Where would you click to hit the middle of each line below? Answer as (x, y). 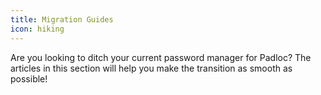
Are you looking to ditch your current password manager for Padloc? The (161, 57)
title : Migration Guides (62, 19)
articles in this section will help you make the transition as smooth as (151, 68)
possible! (29, 78)
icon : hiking (37, 29)
